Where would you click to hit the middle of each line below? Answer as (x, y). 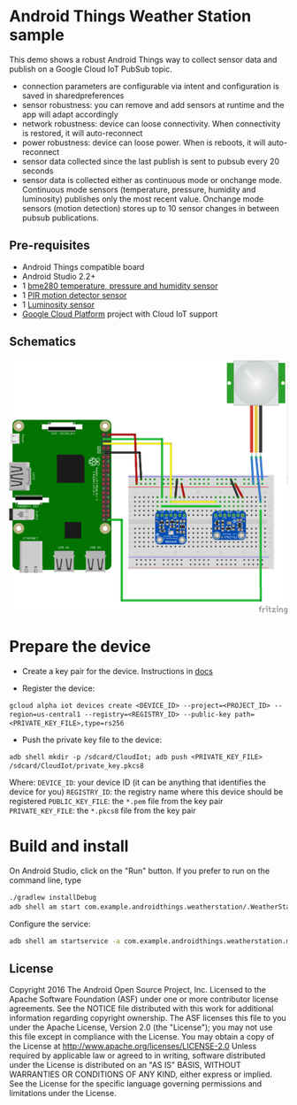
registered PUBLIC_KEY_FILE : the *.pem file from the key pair (116, 802)
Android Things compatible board (83, 266)
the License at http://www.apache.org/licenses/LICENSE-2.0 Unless (133, 1047)
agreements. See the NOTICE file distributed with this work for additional (141, 1009)
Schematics (43, 342)
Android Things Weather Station (130, 16)
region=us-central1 (45, 715)
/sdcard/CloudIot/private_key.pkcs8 (76, 766)
